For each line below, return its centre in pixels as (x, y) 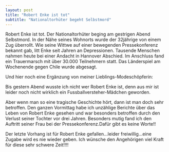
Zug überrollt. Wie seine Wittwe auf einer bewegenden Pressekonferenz (82, 45)
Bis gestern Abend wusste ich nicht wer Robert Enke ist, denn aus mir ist (82, 87)
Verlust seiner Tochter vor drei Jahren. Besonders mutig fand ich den (79, 119)
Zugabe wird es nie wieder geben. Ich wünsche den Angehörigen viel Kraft (85, 140)
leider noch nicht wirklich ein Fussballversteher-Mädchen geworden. (78, 92)
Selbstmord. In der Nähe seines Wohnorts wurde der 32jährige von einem (83, 40)
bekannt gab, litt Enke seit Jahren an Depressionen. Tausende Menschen (83, 51)
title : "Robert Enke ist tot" (38, 15)
